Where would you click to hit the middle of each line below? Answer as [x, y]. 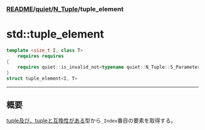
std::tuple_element [55, 34]
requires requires [41, 56]
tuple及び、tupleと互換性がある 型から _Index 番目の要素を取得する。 [91, 120]
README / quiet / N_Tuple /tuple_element [65, 9]
